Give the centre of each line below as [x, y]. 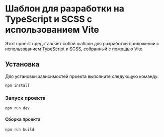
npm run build [20, 130]
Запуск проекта [25, 98]
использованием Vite [52, 30]
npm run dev [17, 108]
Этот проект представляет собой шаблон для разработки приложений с [82, 43]
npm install [17, 85]
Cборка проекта [23, 119]
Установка [22, 64]
